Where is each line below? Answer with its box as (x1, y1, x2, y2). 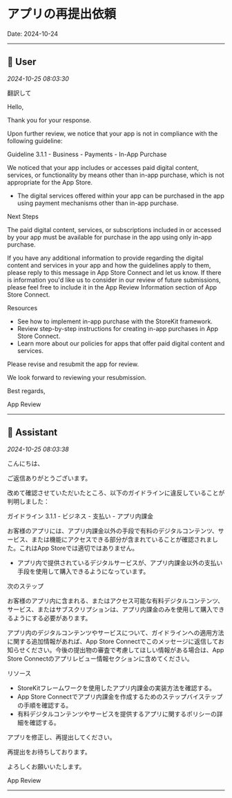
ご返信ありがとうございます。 (7, 474, 92, 482)
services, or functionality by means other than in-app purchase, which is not (7, 171, 224, 179)
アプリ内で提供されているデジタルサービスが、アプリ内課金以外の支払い (17, 558, 223, 567)
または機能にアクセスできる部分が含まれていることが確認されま (30, 535, 213, 543)
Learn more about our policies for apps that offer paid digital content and (17, 339, 225, 348)
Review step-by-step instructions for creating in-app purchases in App (17, 324, 219, 332)
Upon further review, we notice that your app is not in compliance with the (7, 129, 218, 137)
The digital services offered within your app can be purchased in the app (17, 191, 224, 200)
